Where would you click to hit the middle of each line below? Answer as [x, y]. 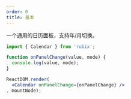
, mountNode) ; [24, 91]
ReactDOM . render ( [28, 79]
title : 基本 [20, 17]
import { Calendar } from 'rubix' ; [51, 46]
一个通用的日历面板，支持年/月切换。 [52, 35]
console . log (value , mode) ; [45, 63]
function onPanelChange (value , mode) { [56, 58]
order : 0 [17, 12]
